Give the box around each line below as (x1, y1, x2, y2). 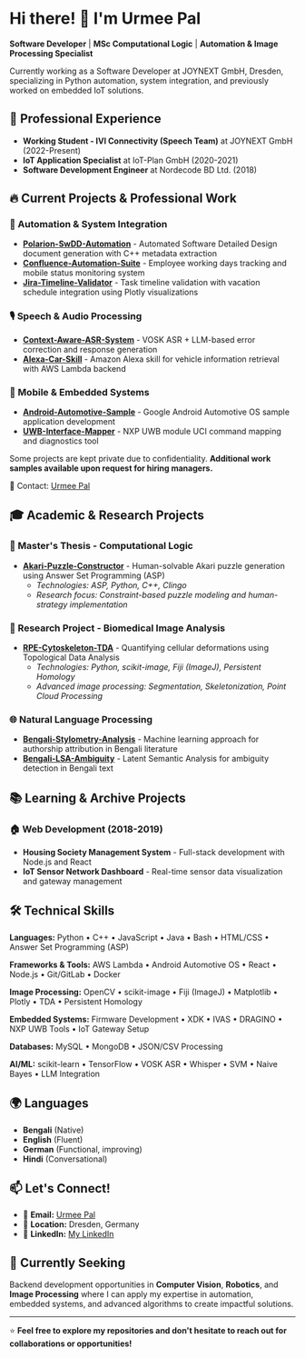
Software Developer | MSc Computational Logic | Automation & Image (9, 38, 279, 49)
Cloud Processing (35, 691, 103, 702)
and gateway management (22, 876, 123, 886)
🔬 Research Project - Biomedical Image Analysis (9, 622, 225, 634)
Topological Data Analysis (22, 652, 120, 663)
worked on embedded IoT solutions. (9, 85, 144, 95)
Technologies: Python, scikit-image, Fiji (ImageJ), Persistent (35, 662, 261, 673)
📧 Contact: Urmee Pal (9, 481, 91, 492)
